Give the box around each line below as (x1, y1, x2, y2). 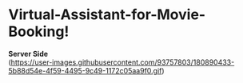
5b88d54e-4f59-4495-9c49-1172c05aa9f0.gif (8, 65, 162, 75)
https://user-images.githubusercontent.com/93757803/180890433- (10, 57, 235, 67)
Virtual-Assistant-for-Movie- (8, 6, 206, 24)
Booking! (8, 22, 70, 41)
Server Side (8, 49, 49, 58)
